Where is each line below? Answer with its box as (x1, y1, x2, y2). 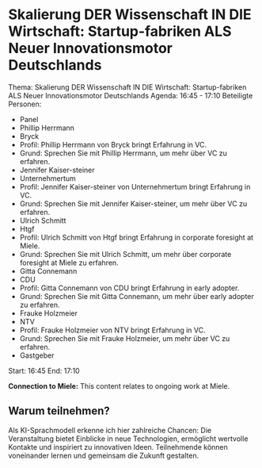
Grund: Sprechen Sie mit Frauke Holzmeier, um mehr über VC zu (19, 333, 230, 343)
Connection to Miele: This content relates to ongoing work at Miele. (8, 381, 230, 390)
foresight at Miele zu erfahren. (19, 258, 119, 267)
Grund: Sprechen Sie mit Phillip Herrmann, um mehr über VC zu (19, 148, 228, 158)
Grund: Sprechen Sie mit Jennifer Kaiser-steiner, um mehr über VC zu (19, 198, 248, 208)
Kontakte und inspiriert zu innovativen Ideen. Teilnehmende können (8, 442, 228, 451)
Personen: (8, 99, 42, 109)
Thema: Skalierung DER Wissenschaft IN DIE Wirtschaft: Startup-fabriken (8, 82, 247, 92)
